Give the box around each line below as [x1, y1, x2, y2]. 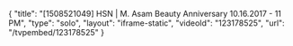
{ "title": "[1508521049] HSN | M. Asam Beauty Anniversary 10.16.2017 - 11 [8, 9, 282, 19]
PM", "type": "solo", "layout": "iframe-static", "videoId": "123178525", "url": [8, 18, 285, 28]
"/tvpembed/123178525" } [8, 27, 105, 37]
